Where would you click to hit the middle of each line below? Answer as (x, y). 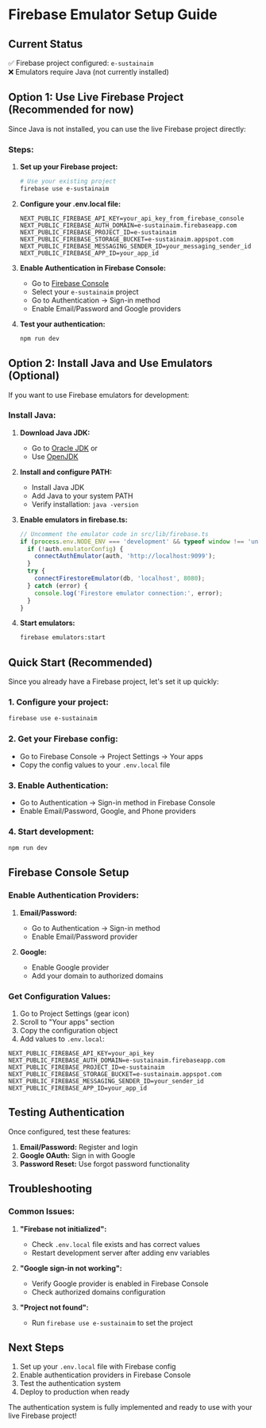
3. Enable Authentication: (58, 785)
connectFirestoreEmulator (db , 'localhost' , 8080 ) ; (120, 579)
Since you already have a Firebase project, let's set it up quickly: (114, 681)
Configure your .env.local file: (70, 203)
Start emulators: (47, 623)
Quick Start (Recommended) (81, 662)
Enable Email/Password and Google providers (106, 308)
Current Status (46, 44)
